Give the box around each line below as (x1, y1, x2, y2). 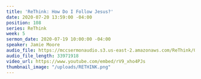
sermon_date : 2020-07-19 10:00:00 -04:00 (6, 36, 111, 42)
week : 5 (6, 31, 26, 37)
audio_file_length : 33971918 (6, 53, 79, 59)
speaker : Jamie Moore (6, 42, 60, 48)
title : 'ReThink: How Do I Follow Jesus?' (6, 8, 114, 15)
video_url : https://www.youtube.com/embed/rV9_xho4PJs (6, 58, 146, 64)
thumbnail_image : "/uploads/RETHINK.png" (6, 64, 111, 70)
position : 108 (6, 20, 42, 26)
